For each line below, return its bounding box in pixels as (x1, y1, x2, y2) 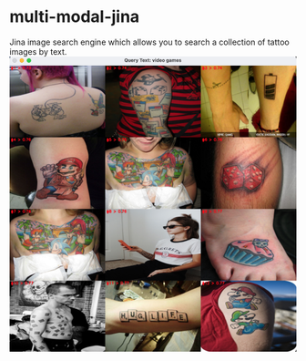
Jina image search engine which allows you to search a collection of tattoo (9, 36, 290, 47)
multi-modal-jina (9, 6, 140, 27)
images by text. (9, 46, 67, 57)
